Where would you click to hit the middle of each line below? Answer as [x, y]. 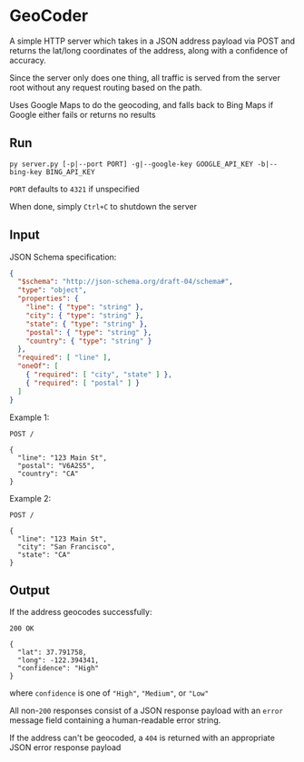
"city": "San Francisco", [67, 547]
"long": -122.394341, [59, 660]
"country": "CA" [48, 474]
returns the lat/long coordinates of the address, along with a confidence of [149, 50]
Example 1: [29, 417]
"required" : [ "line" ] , [64, 358]
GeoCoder [49, 16]
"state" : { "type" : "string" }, [87, 324]
